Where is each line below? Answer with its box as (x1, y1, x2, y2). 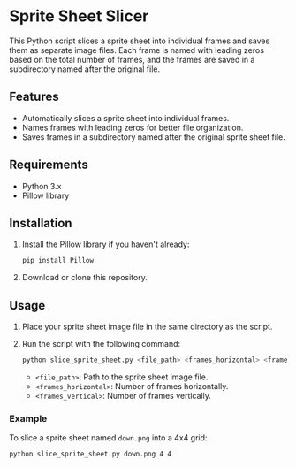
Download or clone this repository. (21, 272, 148, 283)
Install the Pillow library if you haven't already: (21, 239, 190, 249)
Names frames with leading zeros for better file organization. (21, 122, 244, 133)
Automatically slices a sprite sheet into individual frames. (21, 112, 230, 123)
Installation (9, 215, 72, 231)
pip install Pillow (21, 256, 95, 265)
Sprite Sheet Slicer (9, 6, 149, 27)
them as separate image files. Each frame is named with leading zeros (9, 44, 265, 55)
